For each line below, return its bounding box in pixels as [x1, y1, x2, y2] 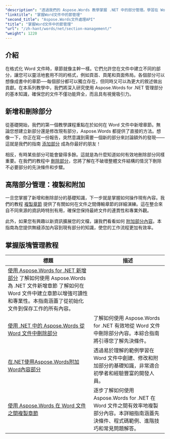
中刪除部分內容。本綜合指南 [93, 330, 159, 337]
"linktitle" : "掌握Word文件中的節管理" [5, 12, 82, 17]
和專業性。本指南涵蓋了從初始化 [8, 297, 84, 305]
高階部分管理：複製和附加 [5, 181, 85, 189]
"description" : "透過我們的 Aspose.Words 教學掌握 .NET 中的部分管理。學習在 [5, 7, 158, 13]
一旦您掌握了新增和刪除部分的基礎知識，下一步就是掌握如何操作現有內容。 [5, 195, 160, 201]
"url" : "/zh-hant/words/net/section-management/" [5, 26, 112, 31]
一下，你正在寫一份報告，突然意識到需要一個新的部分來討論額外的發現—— [9, 134, 165, 140]
